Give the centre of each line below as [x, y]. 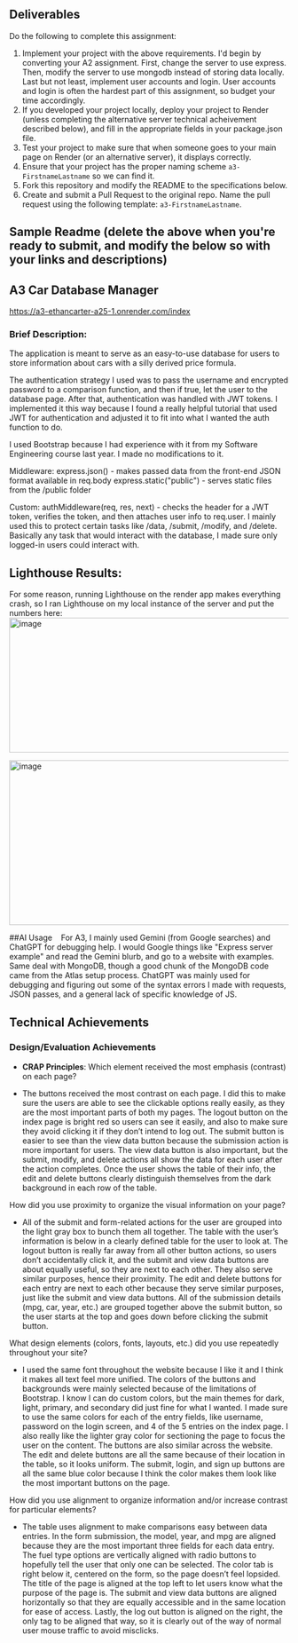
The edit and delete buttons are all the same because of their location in [153, 1454]
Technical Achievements [79, 1022]
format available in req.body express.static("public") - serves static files [141, 481]
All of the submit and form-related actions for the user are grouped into [152, 1222]
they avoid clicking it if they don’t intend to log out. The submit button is [153, 1131]
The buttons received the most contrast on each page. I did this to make [154, 1093]
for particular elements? [53, 1509]
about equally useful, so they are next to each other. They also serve [147, 1269]
